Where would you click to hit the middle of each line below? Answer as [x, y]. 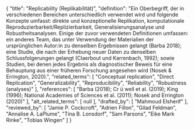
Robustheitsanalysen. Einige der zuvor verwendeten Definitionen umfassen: [97, 33]
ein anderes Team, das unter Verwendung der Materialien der [80, 39]
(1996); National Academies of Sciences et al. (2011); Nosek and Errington [95, 95]
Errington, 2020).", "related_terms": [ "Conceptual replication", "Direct [90, 76]
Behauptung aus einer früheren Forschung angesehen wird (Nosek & [89, 70]
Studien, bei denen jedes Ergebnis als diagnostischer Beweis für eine [89, 64]
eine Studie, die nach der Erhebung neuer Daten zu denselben [81, 52]
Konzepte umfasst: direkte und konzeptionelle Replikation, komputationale [95, 21]
